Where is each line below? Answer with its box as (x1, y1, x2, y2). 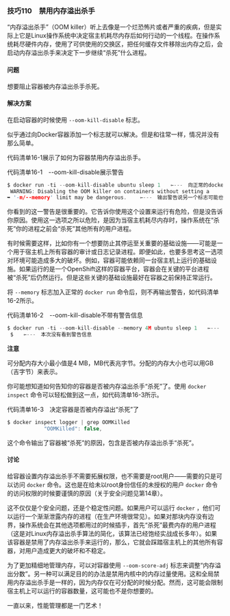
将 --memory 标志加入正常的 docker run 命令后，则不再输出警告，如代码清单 (7, 288, 219, 296)
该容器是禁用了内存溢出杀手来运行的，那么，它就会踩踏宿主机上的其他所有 (7, 538, 217, 546)
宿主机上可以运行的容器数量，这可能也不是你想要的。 (7, 587, 157, 595)
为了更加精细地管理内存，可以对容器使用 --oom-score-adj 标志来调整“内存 (7, 561, 216, 569)
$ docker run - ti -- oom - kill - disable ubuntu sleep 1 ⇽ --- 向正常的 (7, 182, 209, 188)
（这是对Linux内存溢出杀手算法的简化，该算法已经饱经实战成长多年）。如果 (7, 530, 218, 538)
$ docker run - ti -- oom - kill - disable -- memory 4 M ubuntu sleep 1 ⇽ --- (7, 325, 220, 332)
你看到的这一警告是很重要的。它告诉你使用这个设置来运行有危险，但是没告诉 (7, 208, 223, 216)
